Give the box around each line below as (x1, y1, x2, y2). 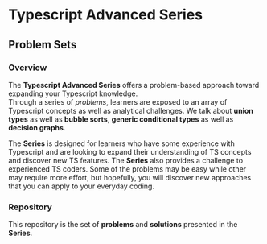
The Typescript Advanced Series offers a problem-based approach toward (8, 80, 260, 89)
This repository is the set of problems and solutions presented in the (8, 220, 238, 230)
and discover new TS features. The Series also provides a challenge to (8, 155, 244, 165)
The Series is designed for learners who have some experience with (8, 139, 235, 148)
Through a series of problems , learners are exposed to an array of (8, 97, 228, 106)
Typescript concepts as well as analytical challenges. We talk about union (8, 105, 253, 115)
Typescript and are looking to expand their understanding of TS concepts (8, 147, 252, 156)
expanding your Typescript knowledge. (8, 89, 138, 98)
